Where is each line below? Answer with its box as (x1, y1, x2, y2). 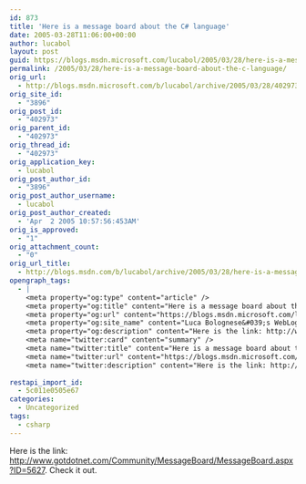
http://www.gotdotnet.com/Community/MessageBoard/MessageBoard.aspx (9, 455, 294, 466)
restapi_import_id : (9, 377, 84, 387)
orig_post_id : (9, 107, 64, 116)
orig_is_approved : (9, 225, 79, 234)
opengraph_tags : (9, 276, 71, 285)
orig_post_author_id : (9, 174, 92, 183)
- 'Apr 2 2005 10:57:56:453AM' (17, 216, 141, 226)
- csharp (17, 420, 51, 429)
